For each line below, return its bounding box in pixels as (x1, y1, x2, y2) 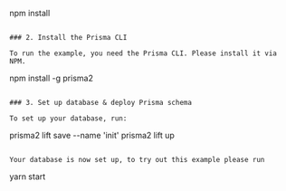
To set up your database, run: (9, 114, 128, 123)
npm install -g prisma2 (9, 72, 93, 83)
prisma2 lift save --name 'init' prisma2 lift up (9, 130, 175, 140)
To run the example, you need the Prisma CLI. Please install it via (9, 49, 278, 58)
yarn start (9, 171, 46, 182)
